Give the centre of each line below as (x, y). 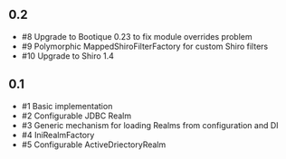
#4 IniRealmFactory (58, 135)
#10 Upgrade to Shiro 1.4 (68, 56)
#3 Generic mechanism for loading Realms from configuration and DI (150, 125)
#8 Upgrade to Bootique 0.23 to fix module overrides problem (137, 36)
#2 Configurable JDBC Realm (76, 116)
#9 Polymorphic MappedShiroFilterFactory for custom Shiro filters (145, 46)
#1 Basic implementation (67, 106)
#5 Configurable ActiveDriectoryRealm (94, 145)
